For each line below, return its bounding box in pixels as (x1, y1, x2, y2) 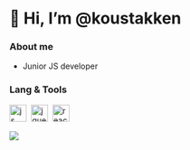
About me (9, 41, 54, 53)
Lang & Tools (9, 83, 68, 96)
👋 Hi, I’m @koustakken (9, 8, 182, 29)
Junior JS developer (22, 61, 99, 71)
